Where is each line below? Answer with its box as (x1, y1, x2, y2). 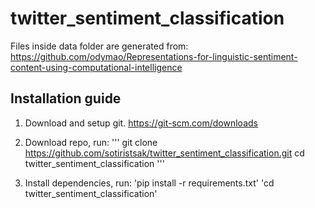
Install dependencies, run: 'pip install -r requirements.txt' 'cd (24, 177, 275, 189)
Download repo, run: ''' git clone (24, 136, 158, 148)
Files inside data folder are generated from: (10, 40, 189, 52)
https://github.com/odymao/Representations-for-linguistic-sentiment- (10, 50, 298, 62)
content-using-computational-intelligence (10, 61, 183, 73)
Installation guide (10, 90, 122, 107)
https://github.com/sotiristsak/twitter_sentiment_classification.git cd (24, 147, 305, 159)
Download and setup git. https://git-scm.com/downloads (24, 117, 258, 129)
